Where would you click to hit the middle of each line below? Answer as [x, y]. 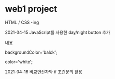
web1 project [31, 9]
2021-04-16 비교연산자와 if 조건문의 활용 [44, 72]
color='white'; [19, 62]
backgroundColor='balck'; [31, 52]
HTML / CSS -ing [22, 22]
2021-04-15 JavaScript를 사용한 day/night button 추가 [57, 32]
